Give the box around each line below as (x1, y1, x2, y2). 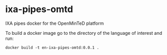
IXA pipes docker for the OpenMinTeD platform (5, 20, 104, 26)
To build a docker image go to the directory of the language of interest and (5, 30, 162, 36)
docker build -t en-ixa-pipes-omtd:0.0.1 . (5, 45, 100, 50)
